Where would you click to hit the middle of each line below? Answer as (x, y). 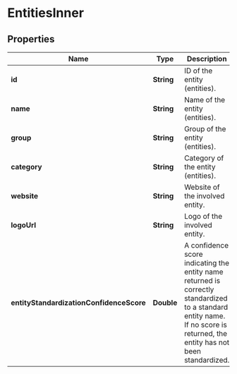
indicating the (207, 263)
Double (165, 303)
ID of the (199, 71)
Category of (204, 158)
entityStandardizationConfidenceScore (78, 303)
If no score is (206, 325)
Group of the (205, 129)
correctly (199, 289)
